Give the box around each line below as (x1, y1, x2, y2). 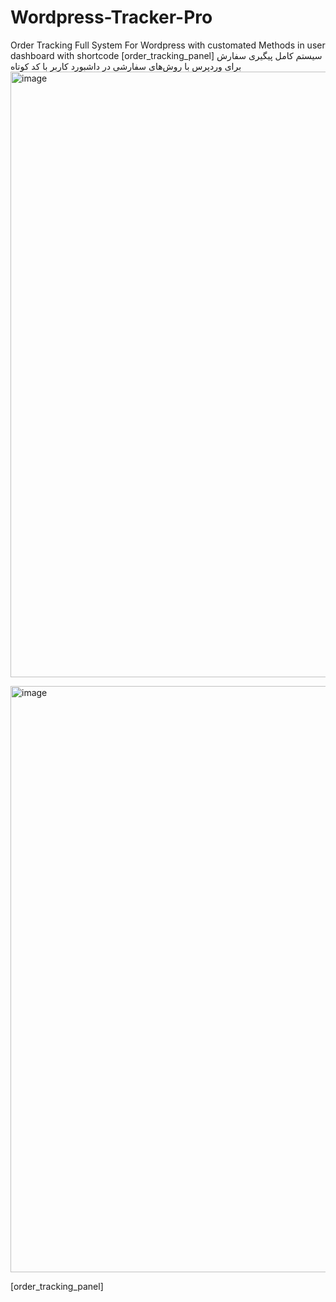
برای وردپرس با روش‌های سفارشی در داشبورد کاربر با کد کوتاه (10, 60, 242, 72)
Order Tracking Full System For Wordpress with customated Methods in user (10, 39, 326, 51)
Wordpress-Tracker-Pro (10, 6, 213, 29)
